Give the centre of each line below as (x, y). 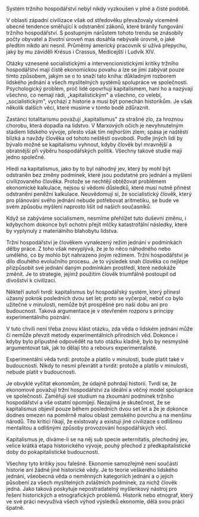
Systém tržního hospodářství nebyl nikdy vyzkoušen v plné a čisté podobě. (98, 9)
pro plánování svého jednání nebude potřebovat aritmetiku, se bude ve (93, 200)
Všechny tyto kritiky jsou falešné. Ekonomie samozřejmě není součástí (92, 463)
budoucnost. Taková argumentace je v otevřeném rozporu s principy (90, 311)
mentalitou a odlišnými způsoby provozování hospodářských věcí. (87, 428)
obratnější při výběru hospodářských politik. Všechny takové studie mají (94, 151)
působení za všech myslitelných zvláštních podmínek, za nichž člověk (92, 482)
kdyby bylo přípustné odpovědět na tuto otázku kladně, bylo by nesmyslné (97, 341)
